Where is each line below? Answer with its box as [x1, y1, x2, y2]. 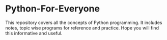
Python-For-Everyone [5, 3, 100, 14]
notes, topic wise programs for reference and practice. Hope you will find [5, 24, 159, 30]
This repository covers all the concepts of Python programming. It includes [5, 19, 162, 25]
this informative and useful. [5, 30, 63, 36]
